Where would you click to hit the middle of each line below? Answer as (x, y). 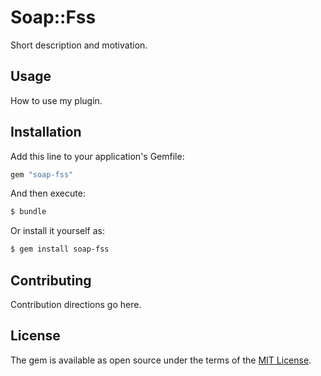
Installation (46, 132)
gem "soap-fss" (42, 174)
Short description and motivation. (79, 45)
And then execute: (48, 193)
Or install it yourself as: (57, 231)
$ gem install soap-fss (60, 249)
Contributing (51, 280)
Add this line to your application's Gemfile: (97, 156)
